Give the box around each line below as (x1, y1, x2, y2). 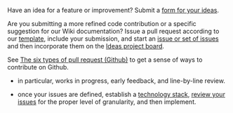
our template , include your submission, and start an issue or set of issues (7, 34, 219, 43)
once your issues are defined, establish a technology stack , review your (17, 91, 226, 98)
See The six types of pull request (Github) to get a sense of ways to (7, 55, 203, 64)
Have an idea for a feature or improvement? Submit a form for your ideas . (7, 6, 220, 14)
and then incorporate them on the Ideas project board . (7, 42, 165, 50)
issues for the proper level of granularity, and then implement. (17, 98, 197, 106)
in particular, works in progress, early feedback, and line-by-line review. (17, 77, 226, 85)
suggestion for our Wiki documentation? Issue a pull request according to (7, 27, 220, 35)
